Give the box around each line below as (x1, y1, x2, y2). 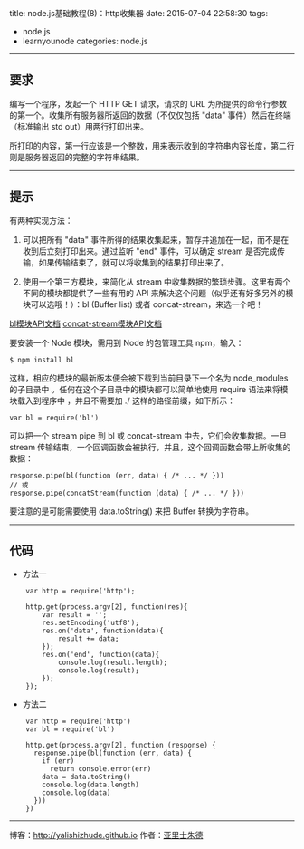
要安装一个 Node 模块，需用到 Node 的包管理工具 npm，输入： (9, 337, 244, 348)
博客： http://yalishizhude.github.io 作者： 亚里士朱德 (9, 830, 204, 841)
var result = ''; (42, 611, 107, 620)
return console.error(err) (49, 765, 152, 774)
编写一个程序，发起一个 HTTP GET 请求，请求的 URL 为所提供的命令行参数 (9, 98, 288, 109)
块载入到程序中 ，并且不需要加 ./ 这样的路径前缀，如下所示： (9, 395, 235, 406)
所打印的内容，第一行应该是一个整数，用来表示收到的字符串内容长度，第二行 (9, 140, 295, 151)
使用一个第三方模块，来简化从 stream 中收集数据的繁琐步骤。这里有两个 (22, 275, 291, 287)
